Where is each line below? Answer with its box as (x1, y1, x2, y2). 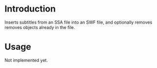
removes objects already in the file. (4, 24, 75, 30)
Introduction (4, 3, 56, 14)
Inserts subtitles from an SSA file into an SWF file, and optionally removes (4, 19, 153, 25)
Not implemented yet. (4, 57, 48, 63)
